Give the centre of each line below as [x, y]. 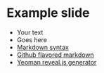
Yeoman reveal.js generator [57, 62]
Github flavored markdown [55, 55]
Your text [30, 32]
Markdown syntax [43, 47]
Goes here [32, 39]
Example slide [48, 13]
